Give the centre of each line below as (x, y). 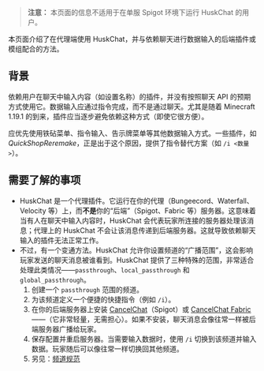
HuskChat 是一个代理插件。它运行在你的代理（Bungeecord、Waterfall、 (136, 200)
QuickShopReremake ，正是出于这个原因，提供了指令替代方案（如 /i (119, 143)
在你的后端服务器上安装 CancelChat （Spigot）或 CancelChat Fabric (141, 309)
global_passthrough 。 (55, 279)
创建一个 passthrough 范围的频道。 (87, 289)
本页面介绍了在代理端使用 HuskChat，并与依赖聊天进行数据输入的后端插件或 (132, 39)
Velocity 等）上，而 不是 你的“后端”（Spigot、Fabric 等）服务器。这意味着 (138, 210)
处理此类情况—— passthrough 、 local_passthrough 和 (105, 270)
